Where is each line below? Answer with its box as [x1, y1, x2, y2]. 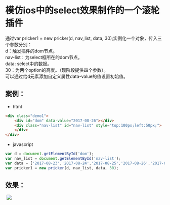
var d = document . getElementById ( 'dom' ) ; [5, 151, 94, 157]
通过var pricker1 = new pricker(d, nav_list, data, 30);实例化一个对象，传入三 [5, 35, 162, 41]
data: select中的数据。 [5, 61, 52, 67]
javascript [12, 141, 33, 148]
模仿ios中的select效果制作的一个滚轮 [5, 5, 160, 16]
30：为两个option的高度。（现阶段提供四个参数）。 [5, 67, 109, 73]
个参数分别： [5, 41, 32, 47]
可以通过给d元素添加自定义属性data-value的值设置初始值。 [5, 73, 128, 79]
